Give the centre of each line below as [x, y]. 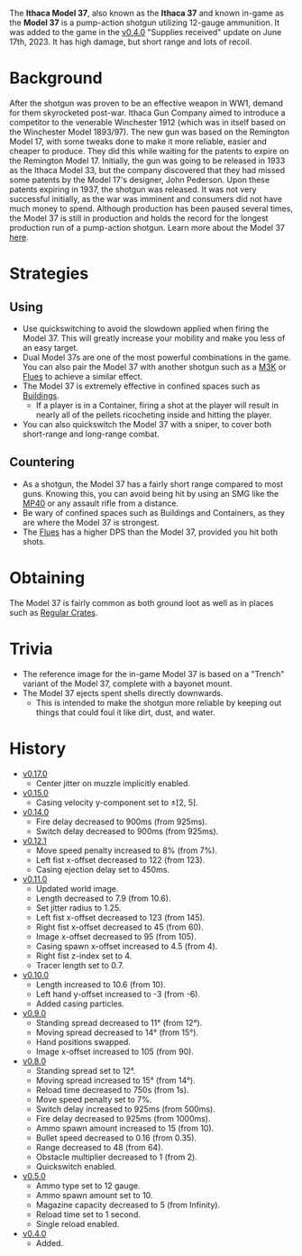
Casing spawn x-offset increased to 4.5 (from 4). [127, 946]
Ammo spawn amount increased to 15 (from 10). [125, 1128]
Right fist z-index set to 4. [84, 956]
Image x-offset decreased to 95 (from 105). [116, 936]
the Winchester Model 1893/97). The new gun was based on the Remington [150, 132]
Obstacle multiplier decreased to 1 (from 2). [117, 1157]
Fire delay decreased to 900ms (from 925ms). [121, 821]
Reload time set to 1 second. [88, 1214]
